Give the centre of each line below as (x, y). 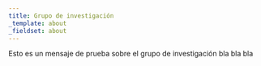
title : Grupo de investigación (61, 16)
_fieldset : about (38, 31)
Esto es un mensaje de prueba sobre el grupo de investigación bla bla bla (131, 54)
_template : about (38, 23)
